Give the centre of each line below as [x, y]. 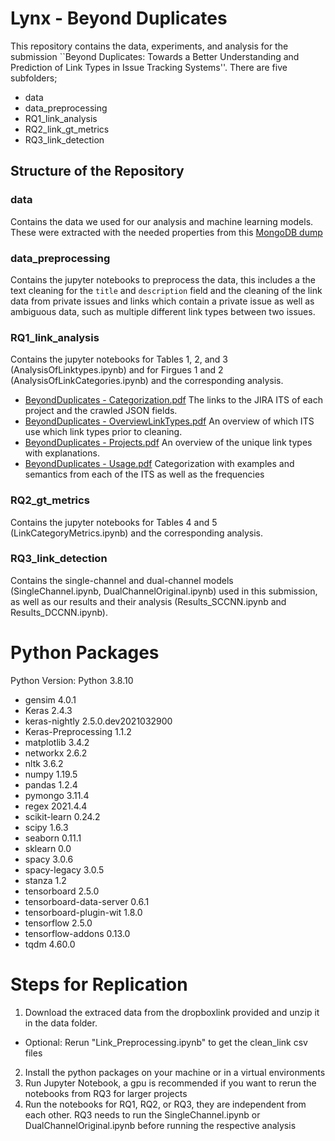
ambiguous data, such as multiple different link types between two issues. [163, 311]
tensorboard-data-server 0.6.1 [87, 901]
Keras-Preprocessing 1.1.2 [78, 731]
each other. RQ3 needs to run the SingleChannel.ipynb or [142, 1114]
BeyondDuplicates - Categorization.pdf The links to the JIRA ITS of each [173, 400]
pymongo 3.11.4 [57, 795]
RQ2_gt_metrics [50, 500]
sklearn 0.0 [48, 848]
